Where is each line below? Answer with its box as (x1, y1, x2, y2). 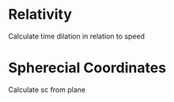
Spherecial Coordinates (8, 59, 167, 77)
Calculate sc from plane (8, 85, 85, 94)
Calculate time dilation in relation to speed (8, 31, 145, 41)
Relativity (8, 5, 73, 24)
